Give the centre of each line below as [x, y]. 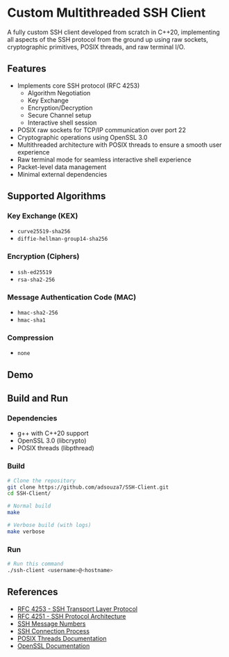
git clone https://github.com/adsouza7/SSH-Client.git [88, 487]
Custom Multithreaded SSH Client [107, 13]
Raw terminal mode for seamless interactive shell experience [104, 159]
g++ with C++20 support [53, 434]
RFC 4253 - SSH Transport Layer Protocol [77, 609]
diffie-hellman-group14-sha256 [62, 239]
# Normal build [29, 506]
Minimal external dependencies [62, 174]
